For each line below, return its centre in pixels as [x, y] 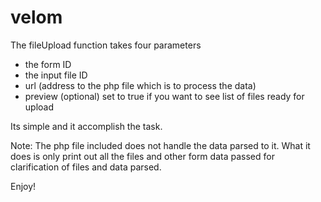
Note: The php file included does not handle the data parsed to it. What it [160, 145]
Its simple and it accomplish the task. [86, 126]
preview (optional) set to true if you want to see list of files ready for [164, 96]
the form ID [48, 64]
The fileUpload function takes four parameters [106, 45]
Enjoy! [23, 186]
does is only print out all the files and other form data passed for [142, 156]
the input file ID [56, 75]
